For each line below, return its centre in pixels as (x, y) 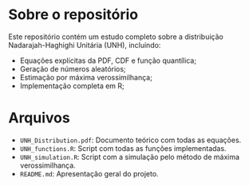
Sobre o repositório (73, 15)
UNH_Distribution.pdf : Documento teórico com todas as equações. (130, 140)
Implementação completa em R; (72, 86)
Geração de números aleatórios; (73, 68)
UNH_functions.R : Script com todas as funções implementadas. (123, 148)
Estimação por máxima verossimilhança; (86, 77)
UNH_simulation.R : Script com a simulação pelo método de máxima (130, 157)
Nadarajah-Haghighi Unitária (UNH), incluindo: (85, 45)
